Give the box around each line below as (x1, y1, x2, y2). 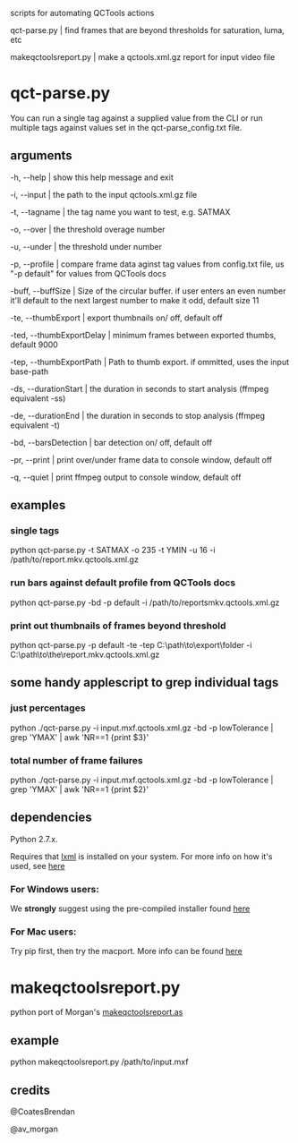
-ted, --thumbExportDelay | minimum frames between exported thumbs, (10, 329, 277, 340)
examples (10, 498, 66, 513)
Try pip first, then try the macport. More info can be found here (10, 946, 243, 957)
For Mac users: (10, 925, 77, 938)
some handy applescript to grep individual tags (10, 675, 279, 690)
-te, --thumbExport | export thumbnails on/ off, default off (10, 312, 223, 323)
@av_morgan (10, 1123, 59, 1134)
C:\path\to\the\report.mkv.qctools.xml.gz (10, 649, 160, 661)
